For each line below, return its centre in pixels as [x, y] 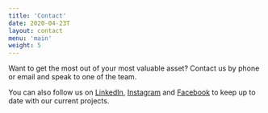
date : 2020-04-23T [39, 23]
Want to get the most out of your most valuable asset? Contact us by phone [134, 68]
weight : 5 [25, 46]
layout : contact [36, 30]
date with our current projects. [59, 101]
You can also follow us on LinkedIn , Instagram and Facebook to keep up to [132, 92]
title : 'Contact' [38, 16]
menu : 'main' [30, 38]
